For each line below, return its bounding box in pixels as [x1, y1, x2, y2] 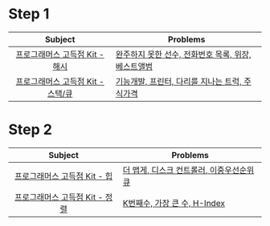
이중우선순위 [209, 164, 255, 176]
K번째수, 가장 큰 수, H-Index [122, 197, 225, 208]
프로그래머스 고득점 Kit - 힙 [14, 170, 113, 181]
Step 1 [8, 5, 50, 23]
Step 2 [8, 121, 52, 139]
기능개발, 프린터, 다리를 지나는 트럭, [115, 75, 243, 87]
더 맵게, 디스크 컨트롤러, [122, 164, 208, 176]
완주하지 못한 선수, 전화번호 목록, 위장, [115, 49, 252, 60]
